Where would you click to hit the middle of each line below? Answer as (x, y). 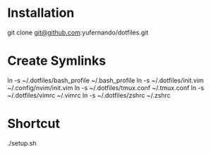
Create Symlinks (57, 61)
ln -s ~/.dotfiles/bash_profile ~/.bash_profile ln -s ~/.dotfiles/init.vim (106, 80)
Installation (41, 13)
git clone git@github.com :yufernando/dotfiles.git (78, 32)
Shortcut (34, 124)
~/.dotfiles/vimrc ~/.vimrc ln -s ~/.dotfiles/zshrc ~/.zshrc (89, 95)
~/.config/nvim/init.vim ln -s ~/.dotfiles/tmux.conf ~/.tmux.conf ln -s (106, 88)
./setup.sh (22, 143)
